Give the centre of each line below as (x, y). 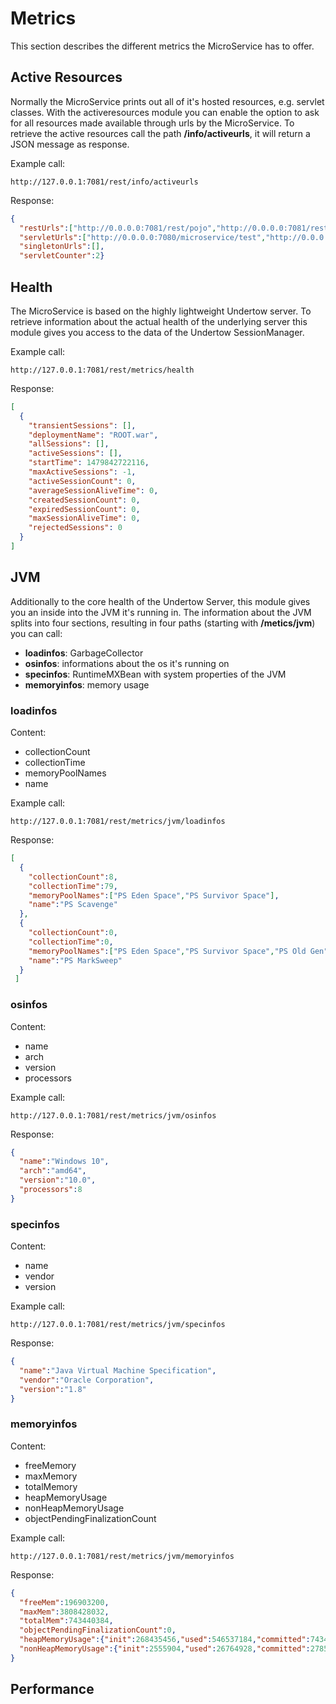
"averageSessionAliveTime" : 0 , (93, 490)
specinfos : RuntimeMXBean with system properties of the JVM (155, 674)
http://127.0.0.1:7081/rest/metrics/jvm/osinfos (113, 1115)
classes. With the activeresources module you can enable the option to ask (165, 112)
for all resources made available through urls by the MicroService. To (152, 123)
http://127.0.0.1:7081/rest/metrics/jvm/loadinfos (118, 822)
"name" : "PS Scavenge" (73, 905)
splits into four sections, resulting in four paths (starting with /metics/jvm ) (163, 623)
